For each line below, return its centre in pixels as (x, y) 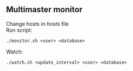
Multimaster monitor (45, 10)
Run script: (19, 30)
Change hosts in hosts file (37, 23)
